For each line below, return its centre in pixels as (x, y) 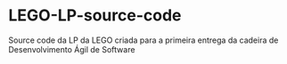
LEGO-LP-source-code (95, 16)
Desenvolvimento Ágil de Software (72, 49)
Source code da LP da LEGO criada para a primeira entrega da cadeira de (143, 40)
